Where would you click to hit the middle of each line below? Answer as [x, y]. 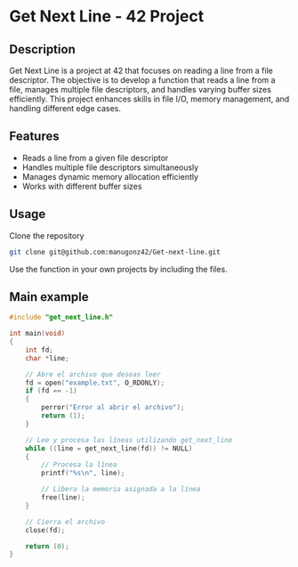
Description [42, 49]
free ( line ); [64, 498]
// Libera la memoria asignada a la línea [121, 490]
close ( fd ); [45, 530]
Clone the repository [47, 235]
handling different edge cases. [65, 108]
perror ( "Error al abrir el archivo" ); [113, 408]
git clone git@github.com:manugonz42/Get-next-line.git [115, 252]
